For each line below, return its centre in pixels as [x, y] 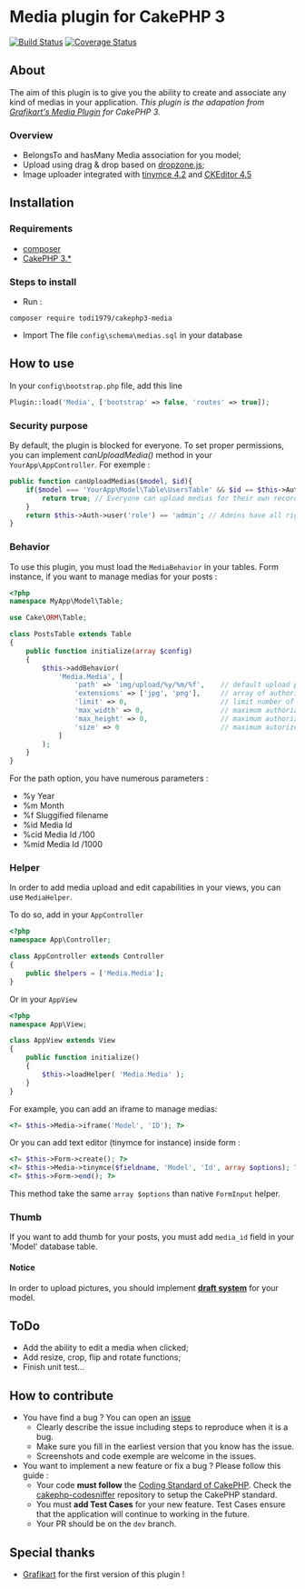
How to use [42, 364]
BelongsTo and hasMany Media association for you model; [132, 155]
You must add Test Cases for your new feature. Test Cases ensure [161, 1504]
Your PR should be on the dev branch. [106, 1524]
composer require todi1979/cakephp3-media [91, 319]
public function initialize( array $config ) [109, 651]
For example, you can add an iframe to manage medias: [113, 1109]
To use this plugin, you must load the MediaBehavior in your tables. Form [144, 566]
